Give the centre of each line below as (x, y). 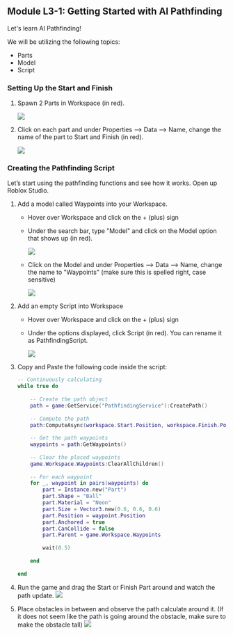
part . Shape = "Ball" (72, 497)
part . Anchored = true (74, 522)
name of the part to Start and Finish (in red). (80, 137)
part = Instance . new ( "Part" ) (85, 490)
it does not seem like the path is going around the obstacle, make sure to (121, 616)
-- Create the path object (69, 399)
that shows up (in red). (60, 239)
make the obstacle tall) (50, 625)
